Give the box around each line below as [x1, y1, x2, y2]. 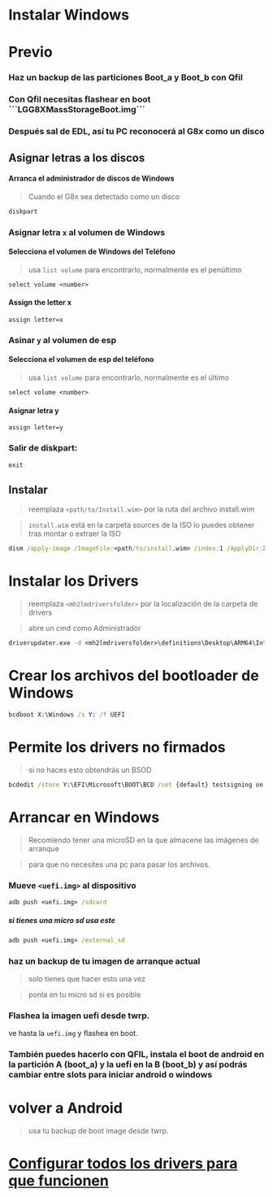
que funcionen [8, 1172, 110, 1190]
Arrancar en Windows [8, 807, 160, 826]
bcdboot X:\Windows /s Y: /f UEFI [8, 711, 126, 719]
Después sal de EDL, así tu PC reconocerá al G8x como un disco [8, 126, 265, 137]
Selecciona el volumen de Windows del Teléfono [8, 246, 176, 257]
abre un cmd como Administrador [28, 624, 141, 633]
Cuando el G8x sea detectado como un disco [28, 191, 180, 201]
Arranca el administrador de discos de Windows [8, 173, 175, 184]
